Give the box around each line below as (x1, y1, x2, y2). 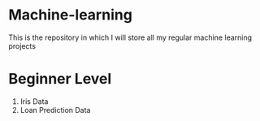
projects (8, 41, 37, 50)
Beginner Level (8, 70, 112, 89)
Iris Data (19, 96, 49, 106)
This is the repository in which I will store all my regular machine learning (8, 32, 253, 42)
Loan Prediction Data (19, 105, 91, 115)
